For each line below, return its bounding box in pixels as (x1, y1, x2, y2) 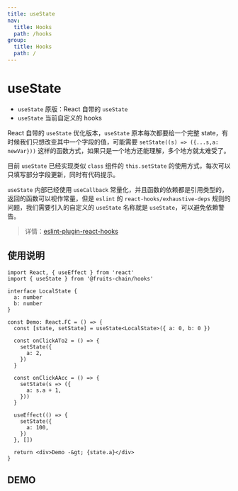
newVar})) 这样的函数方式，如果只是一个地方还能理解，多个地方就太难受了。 (7, 146, 230, 154)
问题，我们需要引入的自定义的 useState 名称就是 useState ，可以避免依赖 (7, 203, 219, 211)
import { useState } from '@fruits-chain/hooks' (7, 275, 154, 282)
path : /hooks (13, 30, 52, 38)
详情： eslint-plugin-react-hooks (24, 227, 119, 235)
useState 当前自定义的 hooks (17, 113, 103, 122)
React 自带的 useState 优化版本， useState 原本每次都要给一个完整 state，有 (7, 128, 229, 137)
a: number (13, 293, 42, 301)
